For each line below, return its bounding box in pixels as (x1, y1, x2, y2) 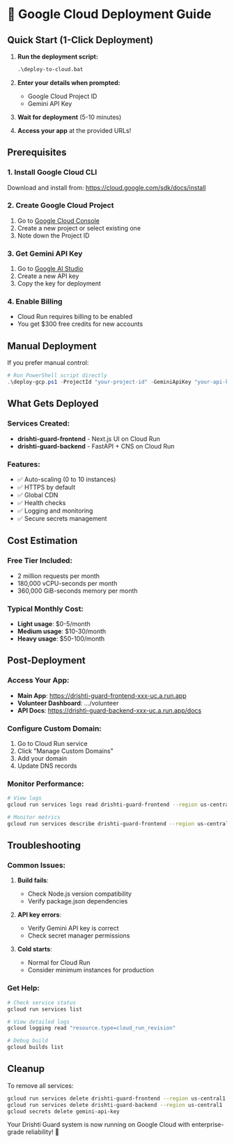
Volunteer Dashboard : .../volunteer (17, 699, 119, 707)
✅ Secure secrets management (17, 515, 107, 522)
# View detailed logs (7, 1018, 70, 1025)
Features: (7, 459, 40, 469)
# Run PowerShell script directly (7, 372, 108, 379)
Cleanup (7, 1063, 45, 1075)
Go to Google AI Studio (17, 265, 84, 273)
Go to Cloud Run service (17, 739, 88, 747)
